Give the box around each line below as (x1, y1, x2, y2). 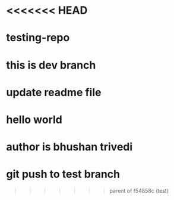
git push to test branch (6, 168, 121, 181)
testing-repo (6, 31, 70, 45)
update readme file (6, 85, 102, 99)
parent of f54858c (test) (109, 187, 169, 195)
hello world (6, 113, 62, 126)
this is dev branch (6, 58, 96, 72)
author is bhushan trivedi (6, 140, 133, 154)
